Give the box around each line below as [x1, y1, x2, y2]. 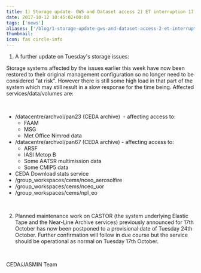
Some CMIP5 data [23, 164, 69, 171]
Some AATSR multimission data [23, 158, 102, 164]
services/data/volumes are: [6, 90, 74, 97]
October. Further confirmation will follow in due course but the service [14, 231, 188, 238]
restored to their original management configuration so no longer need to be [6, 71, 194, 78]
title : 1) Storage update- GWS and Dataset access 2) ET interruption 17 [6, 8, 194, 15]
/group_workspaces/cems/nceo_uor [14, 183, 105, 190]
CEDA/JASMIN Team [6, 261, 57, 268]
